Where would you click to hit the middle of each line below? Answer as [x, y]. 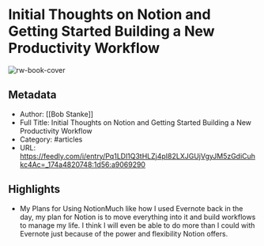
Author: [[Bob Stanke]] [56, 114]
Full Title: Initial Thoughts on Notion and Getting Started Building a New [135, 122]
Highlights [34, 189]
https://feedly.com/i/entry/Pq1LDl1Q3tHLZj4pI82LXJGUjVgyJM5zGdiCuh [137, 156]
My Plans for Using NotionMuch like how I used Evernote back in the [131, 208]
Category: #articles [51, 139]
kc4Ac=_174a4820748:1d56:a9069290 [83, 165]
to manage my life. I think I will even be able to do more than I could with [137, 225]
